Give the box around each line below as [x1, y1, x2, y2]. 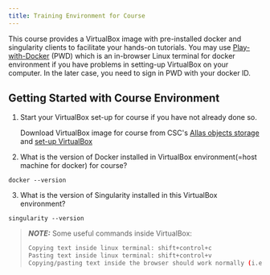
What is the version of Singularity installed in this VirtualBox [19, 191, 218, 200]
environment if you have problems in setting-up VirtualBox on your [8, 60, 229, 69]
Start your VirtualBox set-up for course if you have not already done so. [19, 113, 257, 122]
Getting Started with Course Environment [8, 92, 220, 105]
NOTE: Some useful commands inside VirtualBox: [27, 228, 193, 238]
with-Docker [8, 51, 50, 60]
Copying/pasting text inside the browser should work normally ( [27, 259, 252, 268]
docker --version [8, 176, 67, 185]
